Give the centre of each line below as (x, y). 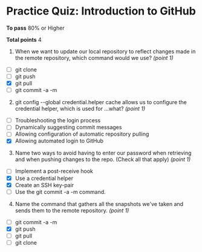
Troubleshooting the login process (58, 121)
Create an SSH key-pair (44, 185)
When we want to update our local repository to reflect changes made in (105, 51)
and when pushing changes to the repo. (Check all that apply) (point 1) (103, 159)
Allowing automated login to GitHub (59, 141)
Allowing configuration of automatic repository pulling (82, 134)
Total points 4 (24, 39)
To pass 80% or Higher (35, 28)
